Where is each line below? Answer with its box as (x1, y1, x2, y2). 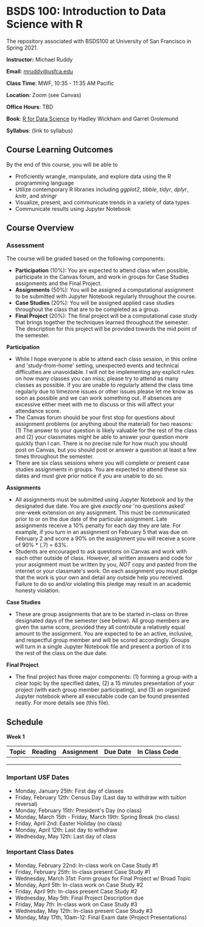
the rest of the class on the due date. (15, 650, 108, 657)
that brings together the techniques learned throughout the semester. (15, 319, 190, 326)
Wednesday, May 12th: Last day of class (15, 832, 116, 840)
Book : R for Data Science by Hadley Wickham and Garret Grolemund (6, 115, 178, 122)
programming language (15, 179, 74, 186)
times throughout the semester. (15, 453, 94, 460)
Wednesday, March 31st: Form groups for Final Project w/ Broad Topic (15, 874, 191, 882)
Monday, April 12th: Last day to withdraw (15, 826, 118, 834)
